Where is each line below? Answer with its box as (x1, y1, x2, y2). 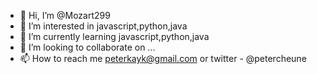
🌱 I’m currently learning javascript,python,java (19, 31, 210, 42)
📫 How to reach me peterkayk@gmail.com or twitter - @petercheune (19, 53, 307, 64)
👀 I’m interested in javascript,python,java (19, 20, 188, 32)
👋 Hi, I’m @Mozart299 (19, 10, 111, 21)
